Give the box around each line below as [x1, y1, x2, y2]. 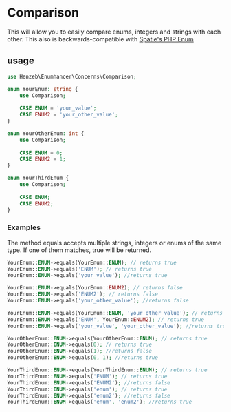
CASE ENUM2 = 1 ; [19, 156, 67, 163]
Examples [7, 223, 41, 232]
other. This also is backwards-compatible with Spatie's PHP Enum [7, 34, 194, 43]
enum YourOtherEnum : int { [7, 130, 85, 137]
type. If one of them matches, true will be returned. [7, 246, 152, 254]
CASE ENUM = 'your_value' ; [19, 105, 97, 112]
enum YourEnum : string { [7, 85, 78, 92]
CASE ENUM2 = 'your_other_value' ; [19, 112, 118, 119]
